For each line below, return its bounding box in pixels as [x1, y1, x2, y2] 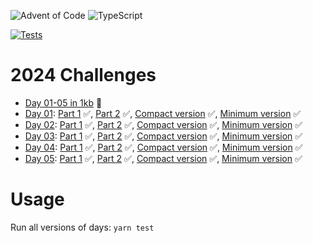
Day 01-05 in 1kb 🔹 [24, 96, 103, 109]
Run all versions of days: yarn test [10, 221, 155, 233]
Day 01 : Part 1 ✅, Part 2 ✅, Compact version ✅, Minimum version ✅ [24, 107, 302, 119]
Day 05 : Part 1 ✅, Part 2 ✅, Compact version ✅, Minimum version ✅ [24, 152, 303, 164]
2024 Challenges [10, 64, 157, 87]
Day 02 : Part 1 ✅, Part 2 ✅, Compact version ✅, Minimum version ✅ [24, 118, 303, 130]
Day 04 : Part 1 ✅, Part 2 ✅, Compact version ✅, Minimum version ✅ [24, 141, 303, 153]
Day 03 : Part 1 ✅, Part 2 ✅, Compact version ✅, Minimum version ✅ [24, 130, 303, 142]
